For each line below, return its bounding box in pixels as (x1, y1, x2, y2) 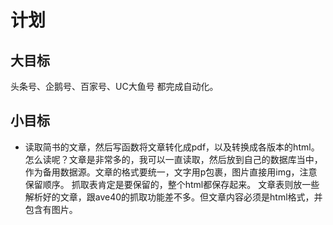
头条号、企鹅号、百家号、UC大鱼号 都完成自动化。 (10, 81, 219, 92)
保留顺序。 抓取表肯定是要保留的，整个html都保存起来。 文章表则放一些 (24, 178, 320, 190)
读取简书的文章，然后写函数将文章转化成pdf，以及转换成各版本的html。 (24, 141, 320, 153)
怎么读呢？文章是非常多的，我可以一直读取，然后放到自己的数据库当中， (24, 153, 323, 165)
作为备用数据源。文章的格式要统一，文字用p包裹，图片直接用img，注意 (24, 166, 318, 178)
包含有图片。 (24, 203, 78, 215)
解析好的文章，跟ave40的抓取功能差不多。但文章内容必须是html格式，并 (24, 191, 323, 203)
